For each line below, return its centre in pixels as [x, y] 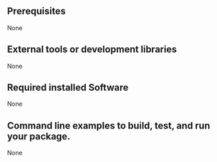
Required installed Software [68, 88]
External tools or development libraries [92, 50]
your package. [39, 136]
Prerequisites [36, 11]
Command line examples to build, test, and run [109, 125]
